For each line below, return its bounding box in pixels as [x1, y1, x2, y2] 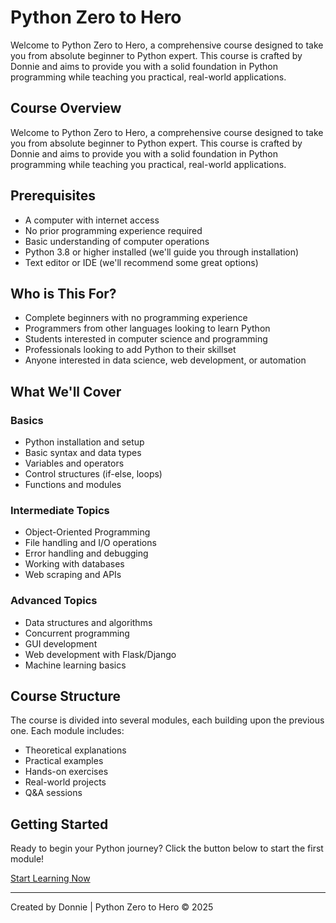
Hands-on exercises [24, 766, 109, 778]
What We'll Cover [10, 383, 122, 400]
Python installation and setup [24, 436, 145, 448]
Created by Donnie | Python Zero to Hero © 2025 [10, 901, 214, 913]
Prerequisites [10, 187, 96, 205]
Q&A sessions [24, 787, 83, 799]
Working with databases [24, 558, 125, 570]
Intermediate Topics [10, 503, 110, 517]
